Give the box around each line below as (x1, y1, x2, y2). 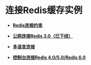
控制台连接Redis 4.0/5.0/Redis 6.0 (12, 54, 86, 60)
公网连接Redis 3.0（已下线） (12, 33, 73, 39)
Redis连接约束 (12, 22, 43, 28)
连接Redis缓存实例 (5, 5, 82, 16)
